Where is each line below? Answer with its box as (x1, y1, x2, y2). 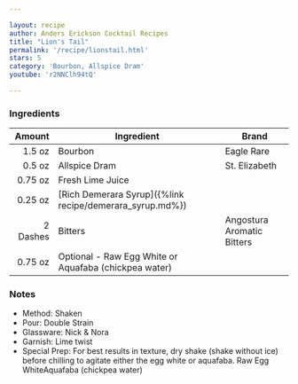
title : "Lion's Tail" (9, 37, 90, 46)
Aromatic (224, 225, 263, 238)
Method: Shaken (21, 308, 82, 319)
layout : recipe (9, 20, 66, 29)
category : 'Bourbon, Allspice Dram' (9, 62, 145, 71)
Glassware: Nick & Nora (21, 327, 109, 338)
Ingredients (9, 107, 60, 120)
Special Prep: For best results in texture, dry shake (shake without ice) (21, 346, 279, 357)
